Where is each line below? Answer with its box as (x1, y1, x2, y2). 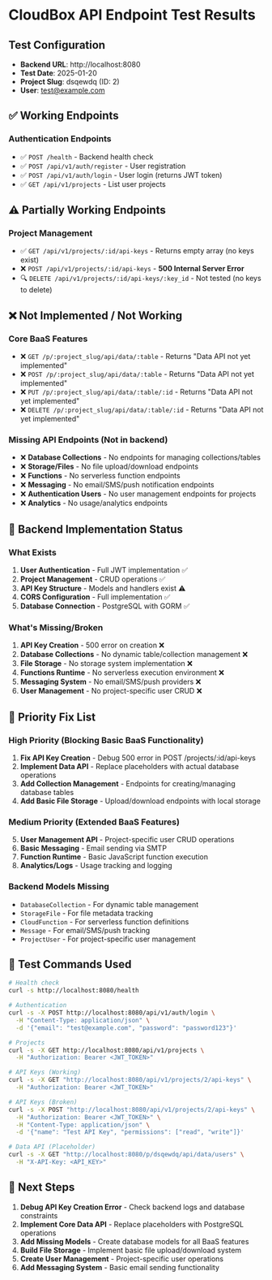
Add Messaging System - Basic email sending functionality (19, 1262, 220, 1272)
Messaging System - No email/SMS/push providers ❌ (19, 677, 202, 687)
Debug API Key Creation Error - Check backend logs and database (19, 1202, 245, 1212)
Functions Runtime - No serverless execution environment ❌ (19, 668, 225, 677)
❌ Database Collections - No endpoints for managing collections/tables (19, 452, 261, 462)
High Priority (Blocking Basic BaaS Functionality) (8, 734, 204, 746)
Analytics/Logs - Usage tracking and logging (19, 861, 172, 871)
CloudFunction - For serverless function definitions (19, 916, 189, 927)
